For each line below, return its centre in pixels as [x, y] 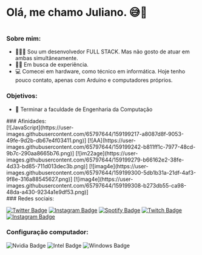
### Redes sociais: [30, 198]
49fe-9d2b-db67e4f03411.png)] [46, 140]
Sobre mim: [24, 38]
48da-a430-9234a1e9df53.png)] [48, 192]
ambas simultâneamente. [47, 58]
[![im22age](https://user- [107, 153]
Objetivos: [22, 96]
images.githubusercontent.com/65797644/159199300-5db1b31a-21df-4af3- [101, 172]
